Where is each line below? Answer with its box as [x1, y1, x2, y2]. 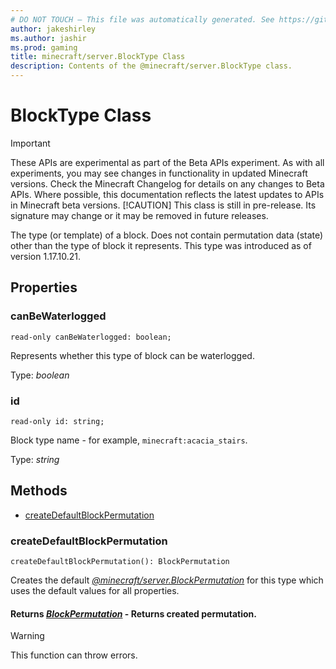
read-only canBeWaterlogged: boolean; [10, 332, 172, 342]
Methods [10, 482, 68, 500]
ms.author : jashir [10, 33, 87, 43]
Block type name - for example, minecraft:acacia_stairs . [10, 434, 248, 446]
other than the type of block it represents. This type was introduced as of [10, 239, 312, 251]
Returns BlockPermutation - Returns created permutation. [10, 607, 257, 620]
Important [10, 137, 51, 149]
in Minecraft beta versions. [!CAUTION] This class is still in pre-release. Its [10, 199, 317, 211]
